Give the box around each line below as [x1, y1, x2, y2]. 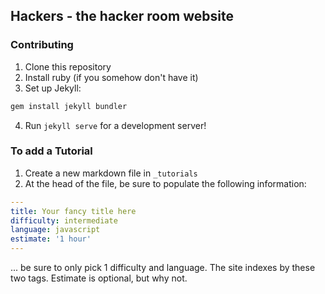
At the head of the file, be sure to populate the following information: [24, 177, 307, 189]
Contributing [10, 38, 74, 52]
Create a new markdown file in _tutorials [24, 167, 198, 179]
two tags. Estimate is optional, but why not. [10, 272, 188, 284]
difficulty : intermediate [10, 215, 118, 226]
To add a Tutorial [10, 144, 93, 158]
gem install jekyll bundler [10, 101, 128, 111]
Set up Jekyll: [24, 82, 82, 94]
